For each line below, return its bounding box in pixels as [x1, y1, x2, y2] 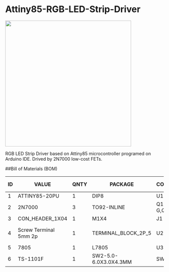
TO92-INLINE [92, 203, 125, 211]
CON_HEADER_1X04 [18, 215, 68, 222]
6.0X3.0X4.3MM [92, 258, 132, 265]
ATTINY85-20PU [18, 192, 59, 199]
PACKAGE [110, 180, 134, 187]
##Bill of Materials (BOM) [5, 165, 58, 172]
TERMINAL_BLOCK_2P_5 [92, 229, 152, 236]
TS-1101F [18, 255, 44, 262]
